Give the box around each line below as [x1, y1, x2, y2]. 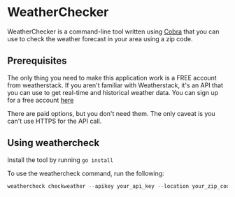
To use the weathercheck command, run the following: [7, 169, 164, 177]
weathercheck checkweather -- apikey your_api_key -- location [7, 182, 190, 189]
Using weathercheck [7, 137, 100, 149]
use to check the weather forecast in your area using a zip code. [7, 34, 193, 43]
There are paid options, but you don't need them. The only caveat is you [7, 109, 215, 117]
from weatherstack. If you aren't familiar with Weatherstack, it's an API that [7, 81, 224, 89]
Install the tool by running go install [7, 155, 114, 164]
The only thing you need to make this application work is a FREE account [7, 73, 217, 82]
